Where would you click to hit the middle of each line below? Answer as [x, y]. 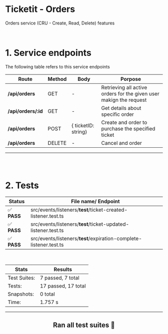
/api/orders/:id [25, 111]
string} [79, 132]
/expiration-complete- [115, 238]
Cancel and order [122, 143]
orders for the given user [130, 93]
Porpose [131, 79]
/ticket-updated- [108, 224]
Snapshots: [21, 294]
